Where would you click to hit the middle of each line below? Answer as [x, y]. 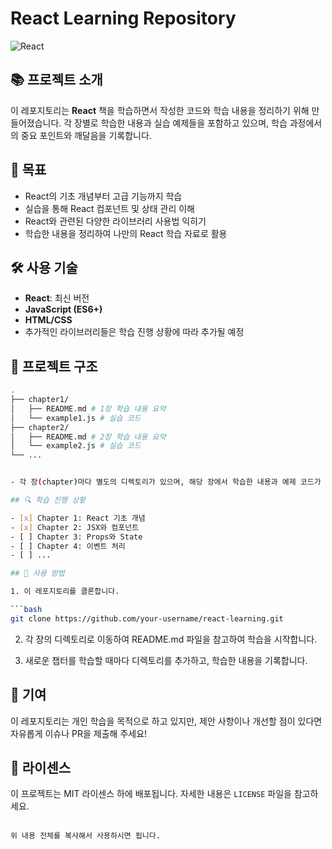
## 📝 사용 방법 [37, 573]
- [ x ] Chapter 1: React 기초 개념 [78, 518]
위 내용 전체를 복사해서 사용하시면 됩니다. [85, 836]
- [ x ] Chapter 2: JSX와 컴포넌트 [75, 527]
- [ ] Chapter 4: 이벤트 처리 [68, 546]
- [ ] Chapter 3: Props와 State [76, 537]
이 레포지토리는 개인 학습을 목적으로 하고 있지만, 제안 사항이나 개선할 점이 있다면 [166, 721]
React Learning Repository [123, 18]
